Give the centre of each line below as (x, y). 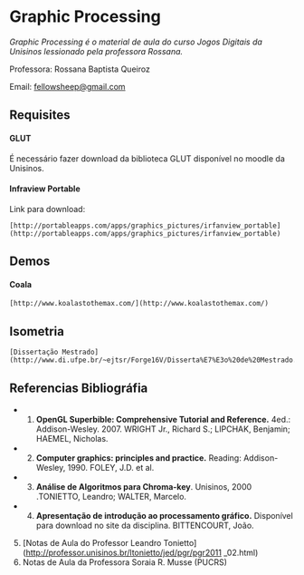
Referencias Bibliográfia (79, 388)
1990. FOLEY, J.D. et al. (111, 467)
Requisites (40, 115)
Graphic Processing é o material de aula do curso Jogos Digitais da (136, 42)
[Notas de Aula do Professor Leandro (92, 542)
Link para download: (47, 209)
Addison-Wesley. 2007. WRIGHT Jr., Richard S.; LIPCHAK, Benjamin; (163, 429)
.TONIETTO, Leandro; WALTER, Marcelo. (111, 496)
